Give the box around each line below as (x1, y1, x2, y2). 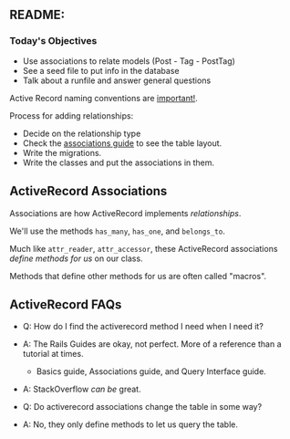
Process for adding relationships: (9, 110, 134, 121)
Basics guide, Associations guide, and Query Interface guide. (36, 366, 266, 377)
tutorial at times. (22, 349, 84, 360)
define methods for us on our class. (9, 253, 143, 264)
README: (9, 7, 66, 23)
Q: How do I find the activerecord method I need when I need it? (22, 321, 264, 332)
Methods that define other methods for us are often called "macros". (9, 270, 267, 281)
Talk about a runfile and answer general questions (22, 75, 212, 86)
